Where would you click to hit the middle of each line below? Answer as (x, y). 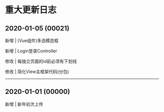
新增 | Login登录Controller (31, 51)
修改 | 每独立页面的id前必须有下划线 (41, 61)
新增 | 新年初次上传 (24, 104)
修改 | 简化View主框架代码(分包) (37, 72)
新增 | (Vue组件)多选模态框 (32, 40)
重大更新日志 (31, 10)
